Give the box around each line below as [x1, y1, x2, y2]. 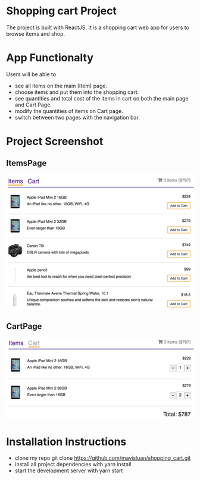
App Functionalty [6, 51, 94, 65]
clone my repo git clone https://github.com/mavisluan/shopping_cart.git [14, 454, 191, 462]
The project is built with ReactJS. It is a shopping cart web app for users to [6, 24, 189, 31]
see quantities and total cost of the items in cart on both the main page [14, 95, 189, 102]
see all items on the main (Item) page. [14, 82, 108, 89]
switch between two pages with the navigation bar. [14, 114, 140, 121]
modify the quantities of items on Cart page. [14, 107, 123, 114]
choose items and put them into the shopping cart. [14, 88, 139, 96]
